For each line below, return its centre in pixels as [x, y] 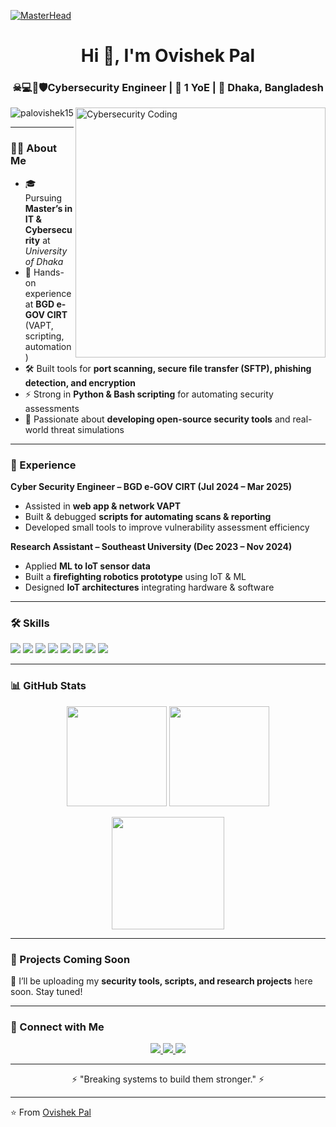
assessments [52, 408]
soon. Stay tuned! [46, 991]
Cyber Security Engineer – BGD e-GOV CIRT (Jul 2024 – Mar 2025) [151, 487]
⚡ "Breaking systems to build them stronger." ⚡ [168, 1079]
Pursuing [43, 197]
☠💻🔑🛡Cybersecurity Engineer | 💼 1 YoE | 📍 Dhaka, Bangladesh [168, 88]
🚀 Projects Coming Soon [70, 959]
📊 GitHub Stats [48, 686]
